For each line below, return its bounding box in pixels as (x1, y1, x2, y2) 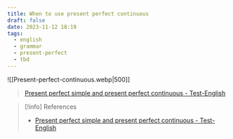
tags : (7, 29, 23, 37)
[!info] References (24, 102, 77, 111)
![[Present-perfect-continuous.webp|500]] (7, 75, 131, 84)
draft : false (7, 17, 46, 24)
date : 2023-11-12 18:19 (7, 23, 77, 30)
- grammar (13, 43, 42, 50)
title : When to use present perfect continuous (7, 10, 149, 18)
